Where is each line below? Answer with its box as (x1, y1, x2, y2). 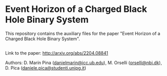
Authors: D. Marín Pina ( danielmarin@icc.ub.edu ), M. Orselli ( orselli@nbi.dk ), (5, 60, 162, 66)
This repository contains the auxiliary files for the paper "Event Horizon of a (5, 30, 161, 36)
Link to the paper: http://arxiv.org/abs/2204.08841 (5, 50, 108, 56)
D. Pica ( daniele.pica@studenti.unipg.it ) (5, 65, 86, 71)
